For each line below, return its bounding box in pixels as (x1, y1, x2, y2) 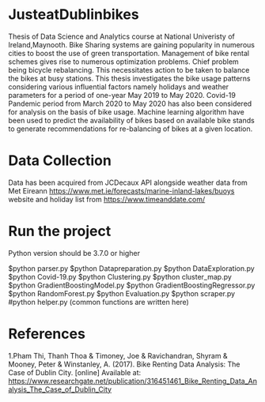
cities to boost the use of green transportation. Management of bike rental (8, 48, 250, 58)
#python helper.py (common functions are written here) (8, 297, 190, 306)
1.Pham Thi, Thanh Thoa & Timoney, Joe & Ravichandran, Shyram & (8, 351, 228, 360)
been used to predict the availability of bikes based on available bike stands (8, 115, 255, 125)
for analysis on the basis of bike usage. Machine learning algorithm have (8, 107, 245, 116)
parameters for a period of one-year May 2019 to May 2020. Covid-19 (8, 90, 236, 100)
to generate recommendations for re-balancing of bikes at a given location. (8, 124, 253, 133)
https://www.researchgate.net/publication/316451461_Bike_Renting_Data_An (8, 376, 257, 385)
